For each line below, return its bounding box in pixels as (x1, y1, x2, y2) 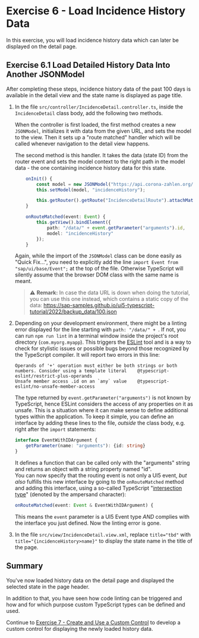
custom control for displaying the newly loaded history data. (6, 625, 153, 632)
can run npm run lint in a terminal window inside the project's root (14, 332, 179, 340)
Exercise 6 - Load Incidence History (6, 4, 186, 18)
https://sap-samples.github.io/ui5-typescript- (43, 302, 155, 309)
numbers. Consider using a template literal (14, 368, 127, 374)
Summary (6, 561, 43, 571)
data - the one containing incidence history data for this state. (14, 164, 166, 171)
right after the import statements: (14, 426, 96, 433)
